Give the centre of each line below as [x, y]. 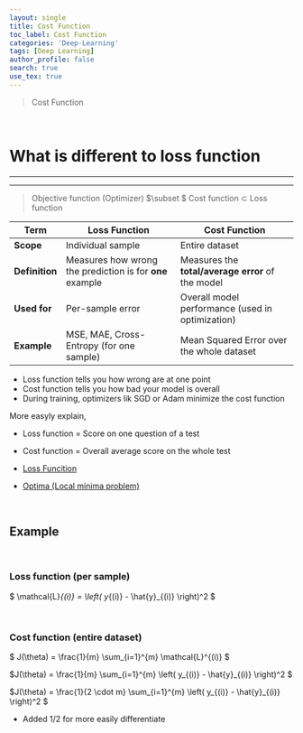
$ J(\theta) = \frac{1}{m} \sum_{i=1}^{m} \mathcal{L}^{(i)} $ [119, 657]
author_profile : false [52, 60]
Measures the [209, 260]
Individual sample [103, 245]
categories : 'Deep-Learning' [64, 43]
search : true [34, 69]
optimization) [208, 320]
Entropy [83, 346]
